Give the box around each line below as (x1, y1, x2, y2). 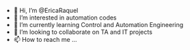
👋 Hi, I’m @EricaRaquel (13, 7, 79, 14)
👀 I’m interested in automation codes (13, 14, 118, 22)
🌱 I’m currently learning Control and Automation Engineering (13, 21, 184, 28)
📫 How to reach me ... (13, 36, 77, 43)
